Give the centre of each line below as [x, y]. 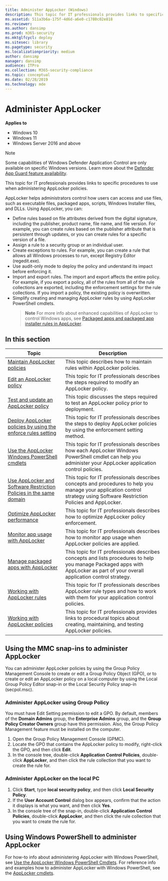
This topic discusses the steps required [111, 397]
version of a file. [29, 239]
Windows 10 [25, 133]
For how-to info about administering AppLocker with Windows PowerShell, [82, 857]
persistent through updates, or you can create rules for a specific [79, 234]
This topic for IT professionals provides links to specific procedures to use [82, 183]
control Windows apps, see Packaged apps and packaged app [89, 318]
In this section [28, 339]
